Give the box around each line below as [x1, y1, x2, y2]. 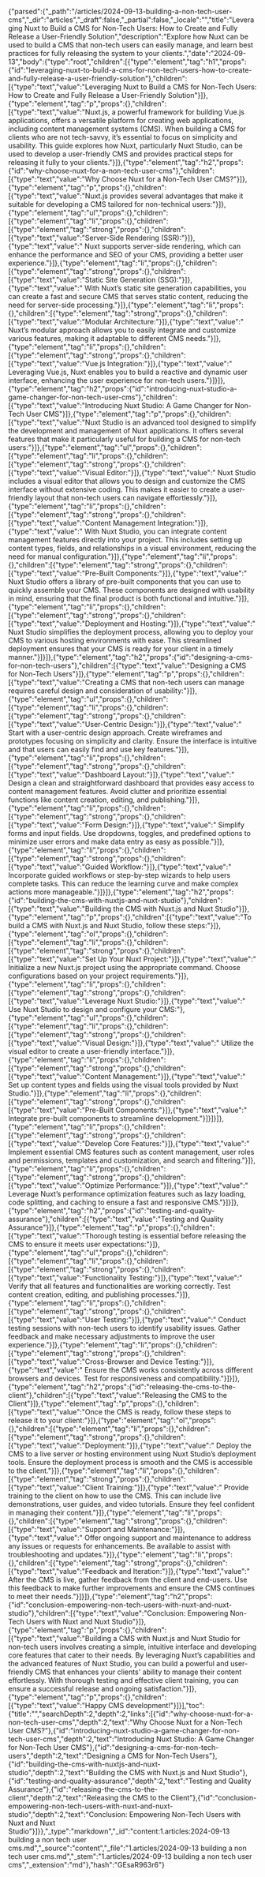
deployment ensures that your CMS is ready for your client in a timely [8, 644, 234, 654]
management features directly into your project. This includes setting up [8, 535, 243, 544]
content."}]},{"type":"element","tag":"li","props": [66, 1508, 222, 1517]
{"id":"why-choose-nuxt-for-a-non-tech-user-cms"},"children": [8, 166, 215, 175]
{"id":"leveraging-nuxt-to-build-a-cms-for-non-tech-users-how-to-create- [8, 66, 252, 74]
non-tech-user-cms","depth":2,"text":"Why [8, 1718, 148, 1727]
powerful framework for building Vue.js [117, 107, 244, 117]
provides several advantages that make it [109, 191, 244, 200]
